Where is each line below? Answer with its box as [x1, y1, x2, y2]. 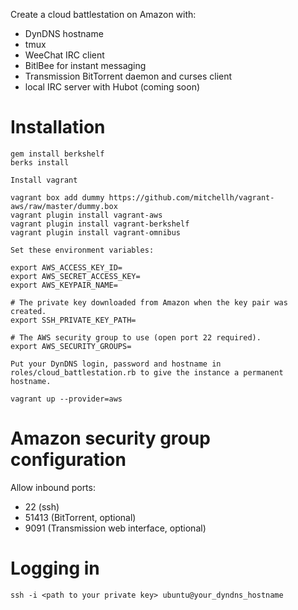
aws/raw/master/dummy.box [10, 201, 118, 211]
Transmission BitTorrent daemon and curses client [24, 70, 233, 82]
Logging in [10, 557, 100, 580]
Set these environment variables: [10, 245, 155, 255]
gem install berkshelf [10, 149, 105, 159]
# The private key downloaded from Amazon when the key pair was [10, 297, 288, 308]
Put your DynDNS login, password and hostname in [10, 359, 222, 369]
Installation [10, 116, 106, 139]
